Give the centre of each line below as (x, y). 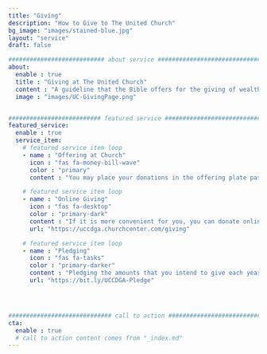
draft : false (30, 45)
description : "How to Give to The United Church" (92, 23)
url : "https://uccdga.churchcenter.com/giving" (110, 229)
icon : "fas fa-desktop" (70, 207)
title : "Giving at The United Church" (81, 82)
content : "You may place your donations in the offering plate (138, 177)
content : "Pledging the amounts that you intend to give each (136, 273)
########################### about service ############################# (135, 60)
